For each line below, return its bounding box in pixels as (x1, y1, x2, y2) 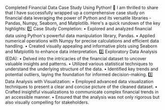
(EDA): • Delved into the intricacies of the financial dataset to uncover (5, 56, 147, 61)
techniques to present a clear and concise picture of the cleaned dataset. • (5, 84, 158, 89)
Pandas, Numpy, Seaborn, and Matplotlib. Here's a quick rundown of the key (5, 20, 161, 26)
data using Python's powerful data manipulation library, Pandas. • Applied (5, 33, 155, 39)
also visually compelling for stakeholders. (5, 99, 90, 105)
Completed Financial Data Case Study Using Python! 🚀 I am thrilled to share (5, 5, 159, 10)
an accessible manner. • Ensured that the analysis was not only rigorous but (5, 94, 160, 100)
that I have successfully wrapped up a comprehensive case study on (5, 10, 145, 16)
